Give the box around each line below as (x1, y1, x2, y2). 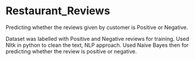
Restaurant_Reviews (5, 4, 110, 18)
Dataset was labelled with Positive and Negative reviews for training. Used (5, 35, 190, 42)
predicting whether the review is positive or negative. (5, 47, 137, 54)
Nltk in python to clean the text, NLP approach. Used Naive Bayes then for (5, 41, 189, 49)
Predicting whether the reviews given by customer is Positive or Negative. (5, 24, 188, 31)
